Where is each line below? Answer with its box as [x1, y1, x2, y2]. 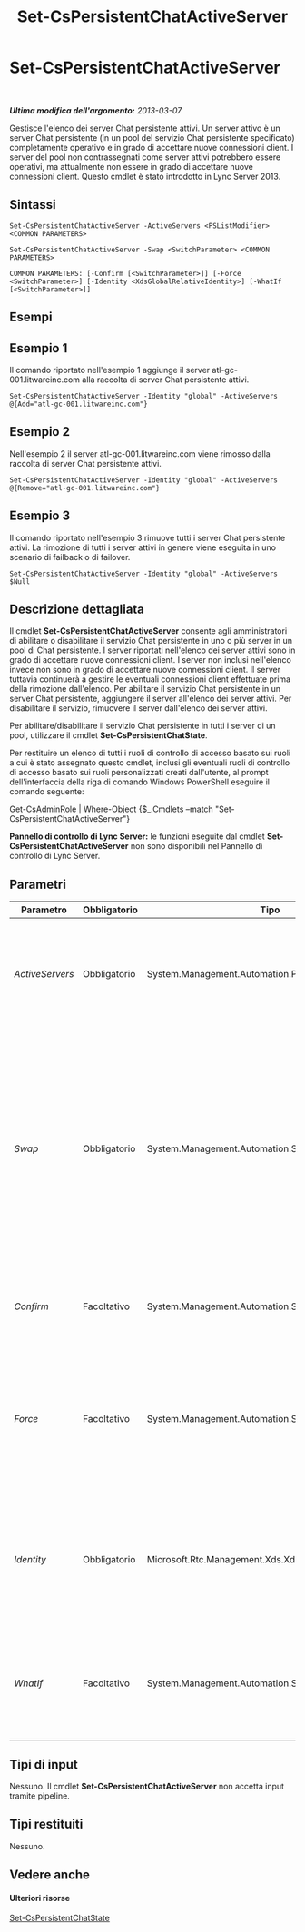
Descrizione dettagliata [9, 601, 145, 616]
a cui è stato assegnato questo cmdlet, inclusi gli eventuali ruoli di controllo [9, 757, 290, 768]
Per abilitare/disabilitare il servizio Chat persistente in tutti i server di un [9, 720, 276, 732]
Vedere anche [9, 1868, 91, 1883]
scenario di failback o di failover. [9, 551, 131, 562]
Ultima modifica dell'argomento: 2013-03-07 [9, 104, 182, 115]
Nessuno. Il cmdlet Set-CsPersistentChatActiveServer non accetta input [9, 1781, 284, 1792]
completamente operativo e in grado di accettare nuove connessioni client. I [9, 142, 294, 153]
